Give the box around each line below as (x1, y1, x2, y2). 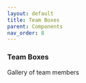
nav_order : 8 (7, 29, 45, 37)
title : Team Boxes (7, 17, 60, 24)
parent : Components (7, 23, 63, 30)
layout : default (7, 10, 54, 17)
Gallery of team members (7, 68, 79, 76)
